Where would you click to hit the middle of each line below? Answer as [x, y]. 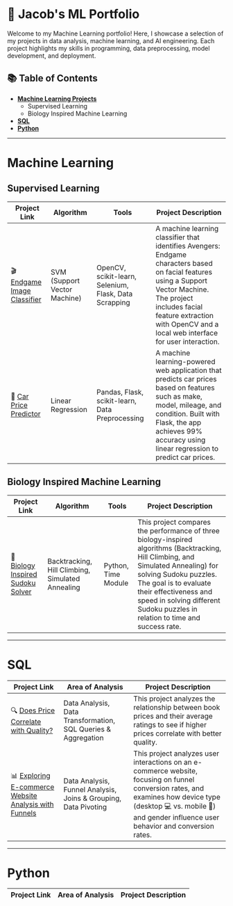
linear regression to [187, 448]
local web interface [187, 333]
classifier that [178, 237]
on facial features [184, 272]
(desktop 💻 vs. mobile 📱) [175, 806]
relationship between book [177, 707]
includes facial [179, 307]
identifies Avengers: [188, 246]
